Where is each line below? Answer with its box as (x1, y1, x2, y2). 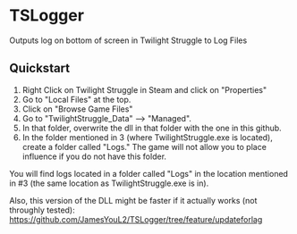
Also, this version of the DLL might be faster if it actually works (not (9, 195, 258, 205)
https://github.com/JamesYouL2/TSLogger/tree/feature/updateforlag (9, 213, 263, 224)
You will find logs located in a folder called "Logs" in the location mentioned (9, 168, 289, 179)
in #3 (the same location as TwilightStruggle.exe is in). (9, 178, 209, 188)
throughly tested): (9, 205, 76, 215)
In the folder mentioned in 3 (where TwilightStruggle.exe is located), (21, 131, 273, 143)
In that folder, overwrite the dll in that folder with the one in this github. (21, 122, 282, 133)
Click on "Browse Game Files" (21, 104, 133, 114)
